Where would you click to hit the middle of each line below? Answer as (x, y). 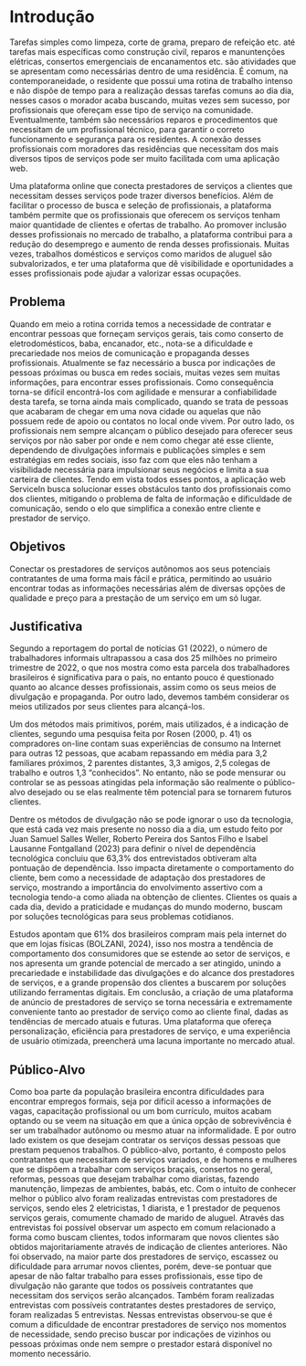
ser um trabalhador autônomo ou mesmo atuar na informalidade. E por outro (153, 1130)
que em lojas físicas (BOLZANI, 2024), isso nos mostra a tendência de (142, 944)
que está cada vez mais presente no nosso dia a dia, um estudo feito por (146, 829)
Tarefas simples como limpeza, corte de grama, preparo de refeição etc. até (153, 42)
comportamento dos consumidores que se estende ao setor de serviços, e (150, 954)
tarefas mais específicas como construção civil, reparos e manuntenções (148, 51)
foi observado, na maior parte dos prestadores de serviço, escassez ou (144, 1256)
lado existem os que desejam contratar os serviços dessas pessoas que (145, 1140)
